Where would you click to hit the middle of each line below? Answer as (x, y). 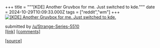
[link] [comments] (23, 31)
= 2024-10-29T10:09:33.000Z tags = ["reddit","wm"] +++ (63, 12)
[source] (14, 41)
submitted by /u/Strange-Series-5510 (42, 26)
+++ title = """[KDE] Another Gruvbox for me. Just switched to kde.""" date (80, 7)
